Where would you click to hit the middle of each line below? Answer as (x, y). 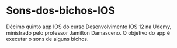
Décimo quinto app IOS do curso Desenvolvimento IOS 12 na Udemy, (89, 27)
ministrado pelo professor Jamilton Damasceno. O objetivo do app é (88, 32)
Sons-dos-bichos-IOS (61, 11)
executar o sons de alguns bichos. (47, 39)
